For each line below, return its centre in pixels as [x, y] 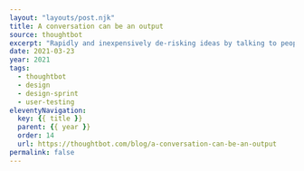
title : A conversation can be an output [87, 26]
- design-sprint [48, 93]
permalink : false [42, 152]
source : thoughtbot [46, 34]
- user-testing [46, 102]
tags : [19, 69]
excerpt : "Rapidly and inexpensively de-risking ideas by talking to [143, 43]
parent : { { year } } [54, 128]
